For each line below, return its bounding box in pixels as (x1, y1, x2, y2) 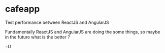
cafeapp (5, 3, 40, 15)
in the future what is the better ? (5, 34, 70, 40)
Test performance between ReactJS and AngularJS (5, 19, 109, 25)
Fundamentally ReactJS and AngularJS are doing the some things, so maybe (5, 29, 161, 35)
